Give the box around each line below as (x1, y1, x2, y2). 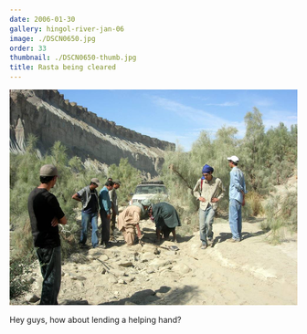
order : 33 (9, 44, 48, 53)
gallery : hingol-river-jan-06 (9, 24, 125, 34)
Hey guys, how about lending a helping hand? (9, 315, 182, 325)
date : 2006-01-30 (9, 15, 76, 24)
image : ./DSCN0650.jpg (9, 34, 96, 43)
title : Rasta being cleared (9, 63, 117, 72)
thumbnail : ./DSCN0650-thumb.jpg (9, 53, 137, 63)
